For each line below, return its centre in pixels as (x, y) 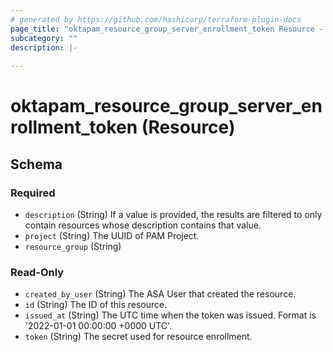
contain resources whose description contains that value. (143, 225)
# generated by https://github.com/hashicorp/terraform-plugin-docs (156, 19)
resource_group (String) (73, 246)
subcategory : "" (44, 38)
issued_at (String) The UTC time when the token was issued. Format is (170, 315)
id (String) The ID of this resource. (96, 305)
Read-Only (37, 272)
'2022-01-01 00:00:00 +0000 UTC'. (98, 326)
